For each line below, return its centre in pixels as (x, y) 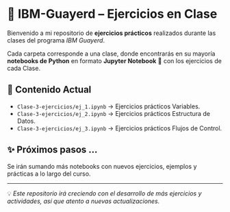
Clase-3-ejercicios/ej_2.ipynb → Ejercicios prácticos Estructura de (114, 113)
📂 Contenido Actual (49, 90)
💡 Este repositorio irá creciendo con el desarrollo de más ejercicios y (104, 193)
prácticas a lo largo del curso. (49, 174)
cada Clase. (24, 68)
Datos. (26, 121)
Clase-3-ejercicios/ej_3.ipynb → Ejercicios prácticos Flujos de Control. (119, 128)
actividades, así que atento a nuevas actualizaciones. (84, 201)
